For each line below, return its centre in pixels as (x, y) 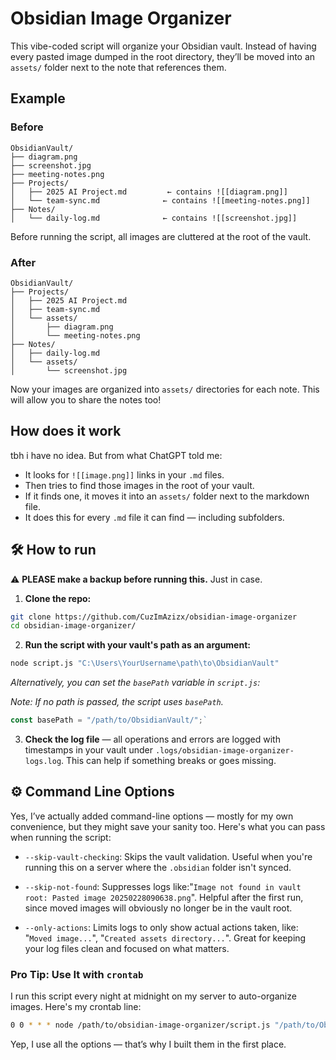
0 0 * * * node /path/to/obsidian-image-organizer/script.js (140, 1025)
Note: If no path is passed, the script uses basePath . (117, 702)
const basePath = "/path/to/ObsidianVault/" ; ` (109, 720)
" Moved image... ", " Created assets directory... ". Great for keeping (165, 938)
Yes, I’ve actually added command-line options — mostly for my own (152, 816)
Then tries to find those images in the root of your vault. (139, 485)
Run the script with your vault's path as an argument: (137, 645)
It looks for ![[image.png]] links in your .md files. (124, 474)
